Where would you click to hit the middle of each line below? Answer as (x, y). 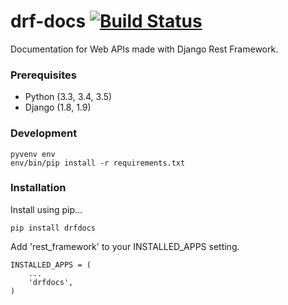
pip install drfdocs (53, 228)
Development (44, 133)
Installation (38, 188)
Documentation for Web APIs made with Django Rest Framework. (144, 49)
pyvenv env (33, 154)
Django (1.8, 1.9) (58, 107)
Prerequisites (43, 75)
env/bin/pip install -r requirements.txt (98, 163)
